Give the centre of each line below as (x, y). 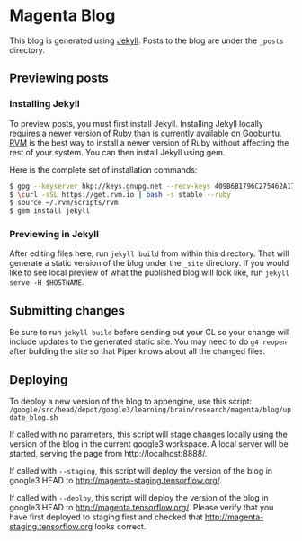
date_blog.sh (34, 418)
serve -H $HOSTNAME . (47, 282)
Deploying (39, 380)
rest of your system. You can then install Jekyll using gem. (117, 152)
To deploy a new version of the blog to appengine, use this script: (131, 402)
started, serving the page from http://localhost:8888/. (108, 454)
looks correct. (120, 527)
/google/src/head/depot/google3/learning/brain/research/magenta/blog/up (151, 410)
